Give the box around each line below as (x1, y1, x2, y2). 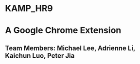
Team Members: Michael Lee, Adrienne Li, (5, 44, 135, 52)
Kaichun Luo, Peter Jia (5, 51, 75, 60)
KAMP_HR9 (5, 3, 53, 14)
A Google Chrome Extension (5, 25, 122, 36)
